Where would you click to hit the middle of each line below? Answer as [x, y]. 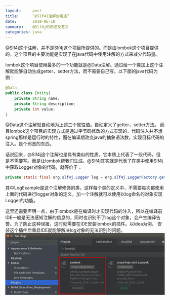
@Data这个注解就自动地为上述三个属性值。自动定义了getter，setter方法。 [82, 125]
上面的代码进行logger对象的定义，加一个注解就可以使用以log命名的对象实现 [84, 194]
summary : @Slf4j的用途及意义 [37, 27]
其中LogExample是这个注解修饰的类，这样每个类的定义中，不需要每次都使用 [85, 188]
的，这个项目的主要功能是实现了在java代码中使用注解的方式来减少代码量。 [83, 54]
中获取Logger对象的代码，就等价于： [44, 167]
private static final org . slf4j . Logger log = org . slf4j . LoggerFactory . [82, 177]
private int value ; [35, 109]
